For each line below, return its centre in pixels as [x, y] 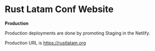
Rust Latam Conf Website [59, 9]
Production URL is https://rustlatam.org [45, 43]
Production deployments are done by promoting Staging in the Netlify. [77, 33]
